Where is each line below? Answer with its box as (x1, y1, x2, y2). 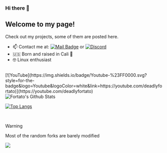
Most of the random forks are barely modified (5, 132, 100, 138)
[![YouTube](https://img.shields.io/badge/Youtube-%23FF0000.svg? (5, 72, 147, 78)
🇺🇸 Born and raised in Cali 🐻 (12, 50, 73, 57)
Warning (5, 123, 23, 129)
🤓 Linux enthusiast (12, 57, 52, 63)
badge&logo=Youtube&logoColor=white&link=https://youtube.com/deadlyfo (5, 83, 162, 89)
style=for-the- (5, 77, 35, 83)
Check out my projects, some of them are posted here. (5, 33, 119, 39)
